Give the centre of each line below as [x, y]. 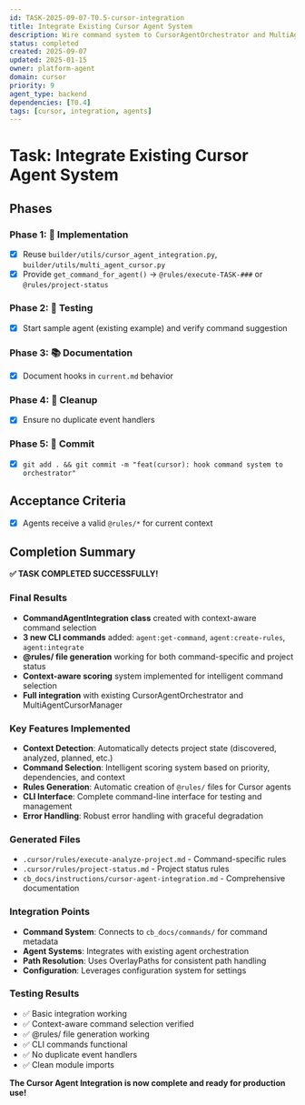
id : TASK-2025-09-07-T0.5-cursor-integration [97, 18]
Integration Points [50, 912]
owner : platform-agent [52, 69]
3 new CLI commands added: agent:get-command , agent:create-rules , [154, 637]
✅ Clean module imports [69, 1064]
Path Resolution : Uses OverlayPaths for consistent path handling [144, 960]
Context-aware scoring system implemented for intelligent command [153, 676]
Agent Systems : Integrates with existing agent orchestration [136, 950]
